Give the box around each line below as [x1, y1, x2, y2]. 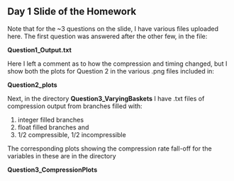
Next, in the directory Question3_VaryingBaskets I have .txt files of [7, 94, 205, 103]
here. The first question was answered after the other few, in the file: [7, 32, 208, 40]
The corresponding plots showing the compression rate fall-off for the [7, 144, 212, 153]
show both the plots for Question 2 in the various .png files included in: [7, 66, 215, 75]
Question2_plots [7, 81, 58, 89]
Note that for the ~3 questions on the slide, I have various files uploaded [7, 24, 218, 33]
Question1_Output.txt [7, 45, 72, 54]
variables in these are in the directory [7, 151, 116, 160]
